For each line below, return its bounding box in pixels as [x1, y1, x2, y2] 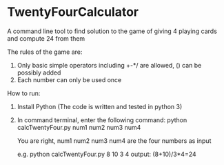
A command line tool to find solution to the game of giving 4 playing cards [7, 27, 217, 35]
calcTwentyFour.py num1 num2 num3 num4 [17, 123, 141, 131]
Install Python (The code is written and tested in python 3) [17, 102, 183, 110]
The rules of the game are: [7, 48, 83, 56]
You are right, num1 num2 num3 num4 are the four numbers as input [17, 136, 212, 145]
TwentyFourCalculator [7, 4, 139, 20]
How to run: [7, 89, 41, 97]
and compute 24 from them [7, 34, 85, 42]
